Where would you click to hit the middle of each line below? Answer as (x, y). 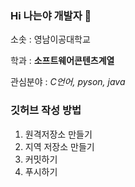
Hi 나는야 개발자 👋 (51, 15)
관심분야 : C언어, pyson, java (68, 82)
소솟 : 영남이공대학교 (50, 39)
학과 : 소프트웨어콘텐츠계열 (62, 61)
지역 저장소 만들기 (59, 146)
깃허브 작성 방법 (46, 110)
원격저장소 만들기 (58, 134)
